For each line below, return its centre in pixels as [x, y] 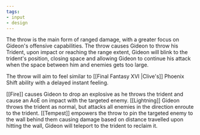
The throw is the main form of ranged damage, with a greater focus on [93, 40]
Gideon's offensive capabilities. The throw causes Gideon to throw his [92, 46]
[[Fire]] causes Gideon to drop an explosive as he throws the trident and [95, 94]
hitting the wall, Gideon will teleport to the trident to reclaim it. [82, 126]
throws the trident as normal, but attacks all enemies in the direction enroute [100, 107]
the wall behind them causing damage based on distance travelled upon [95, 120]
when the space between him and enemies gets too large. [78, 65]
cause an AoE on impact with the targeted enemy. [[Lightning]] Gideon [93, 101]
